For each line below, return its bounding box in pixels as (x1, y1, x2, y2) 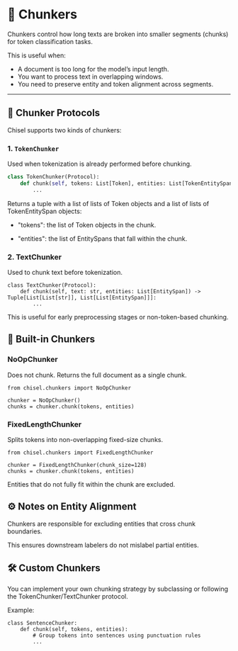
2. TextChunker (7, 251, 62, 261)
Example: (7, 606, 35, 614)
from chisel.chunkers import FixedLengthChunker (7, 449, 154, 456)
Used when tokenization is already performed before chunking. (7, 159, 193, 169)
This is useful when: (7, 51, 66, 60)
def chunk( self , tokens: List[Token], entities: (20, 180, 166, 187)
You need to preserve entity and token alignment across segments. (17, 79, 214, 88)
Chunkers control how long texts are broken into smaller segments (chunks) (7, 30, 229, 38)
